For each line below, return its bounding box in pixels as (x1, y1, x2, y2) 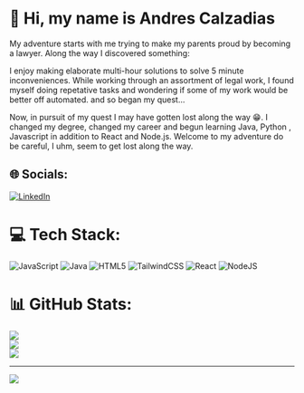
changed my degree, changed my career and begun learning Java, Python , (9, 121, 292, 132)
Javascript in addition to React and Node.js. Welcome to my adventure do (9, 130, 284, 141)
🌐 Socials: (9, 167, 69, 182)
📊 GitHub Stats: (9, 293, 133, 314)
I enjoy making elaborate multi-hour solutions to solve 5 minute (9, 65, 244, 76)
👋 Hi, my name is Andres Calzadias (9, 8, 276, 29)
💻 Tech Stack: (9, 224, 121, 244)
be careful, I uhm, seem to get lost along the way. (9, 140, 194, 151)
